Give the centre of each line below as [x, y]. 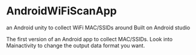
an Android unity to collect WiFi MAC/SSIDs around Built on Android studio [98, 27]
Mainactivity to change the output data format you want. [76, 45]
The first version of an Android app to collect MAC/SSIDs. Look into [89, 39]
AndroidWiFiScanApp [61, 11]
